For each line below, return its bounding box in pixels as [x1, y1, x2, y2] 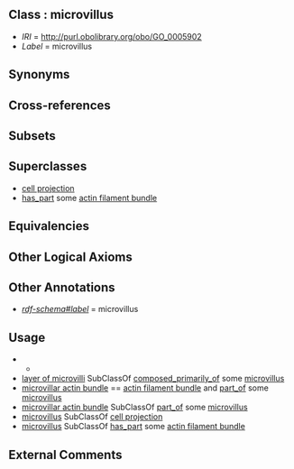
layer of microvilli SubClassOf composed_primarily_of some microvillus [21, 373, 285, 384]
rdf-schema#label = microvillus [21, 304, 139, 315]
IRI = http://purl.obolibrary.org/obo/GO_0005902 [21, 31, 202, 41]
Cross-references [8, 97, 112, 113]
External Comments [8, 446, 123, 463]
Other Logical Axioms [8, 249, 133, 264]
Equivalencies [8, 218, 89, 234]
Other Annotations [8, 280, 115, 295]
